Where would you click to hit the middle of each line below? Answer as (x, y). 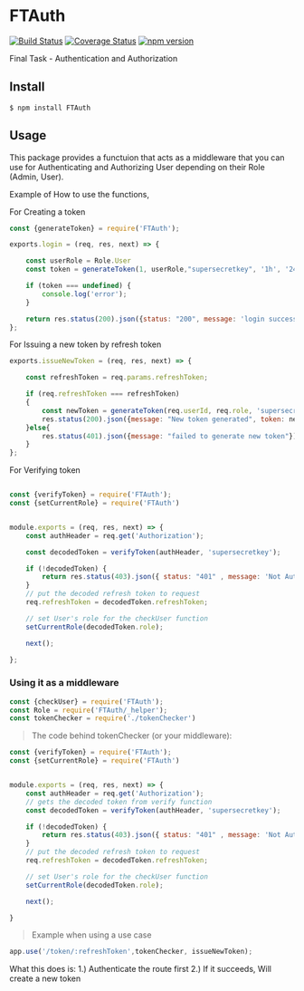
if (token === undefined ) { (78, 286)
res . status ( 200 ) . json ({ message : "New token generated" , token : (163, 419)
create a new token (45, 978)
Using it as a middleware (64, 683)
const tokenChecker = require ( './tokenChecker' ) (103, 718)
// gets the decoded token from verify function (119, 802)
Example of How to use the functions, (79, 194)
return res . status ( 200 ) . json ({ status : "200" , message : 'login (145, 319)
